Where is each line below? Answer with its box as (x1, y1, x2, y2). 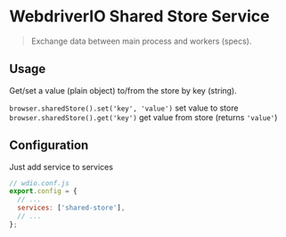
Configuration (9, 138, 89, 153)
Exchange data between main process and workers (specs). (30, 36, 252, 46)
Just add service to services (9, 161, 114, 172)
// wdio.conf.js (9, 178, 69, 188)
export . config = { (9, 187, 78, 196)
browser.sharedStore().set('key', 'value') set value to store (9, 102, 239, 113)
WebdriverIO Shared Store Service (9, 6, 270, 27)
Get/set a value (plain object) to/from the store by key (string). (9, 85, 238, 95)
